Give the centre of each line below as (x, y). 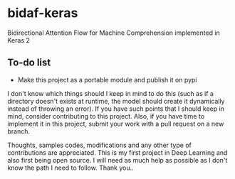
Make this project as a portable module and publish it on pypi (107, 80)
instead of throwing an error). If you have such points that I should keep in (116, 109)
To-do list (29, 63)
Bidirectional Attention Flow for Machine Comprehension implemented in (114, 33)
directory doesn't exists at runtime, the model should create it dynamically (116, 101)
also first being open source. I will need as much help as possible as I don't (117, 160)
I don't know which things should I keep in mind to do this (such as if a (110, 93)
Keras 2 (19, 40)
